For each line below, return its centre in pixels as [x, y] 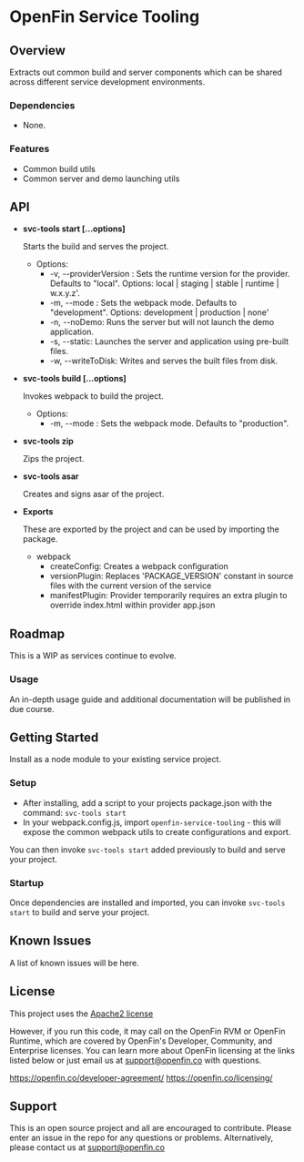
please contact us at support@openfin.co [87, 1147]
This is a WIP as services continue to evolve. [93, 656]
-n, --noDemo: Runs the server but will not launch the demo [162, 322]
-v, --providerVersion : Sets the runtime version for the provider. [170, 274]
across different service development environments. [107, 82]
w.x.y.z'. [65, 293]
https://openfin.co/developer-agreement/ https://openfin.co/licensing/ [141, 1077]
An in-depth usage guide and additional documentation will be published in [150, 699]
